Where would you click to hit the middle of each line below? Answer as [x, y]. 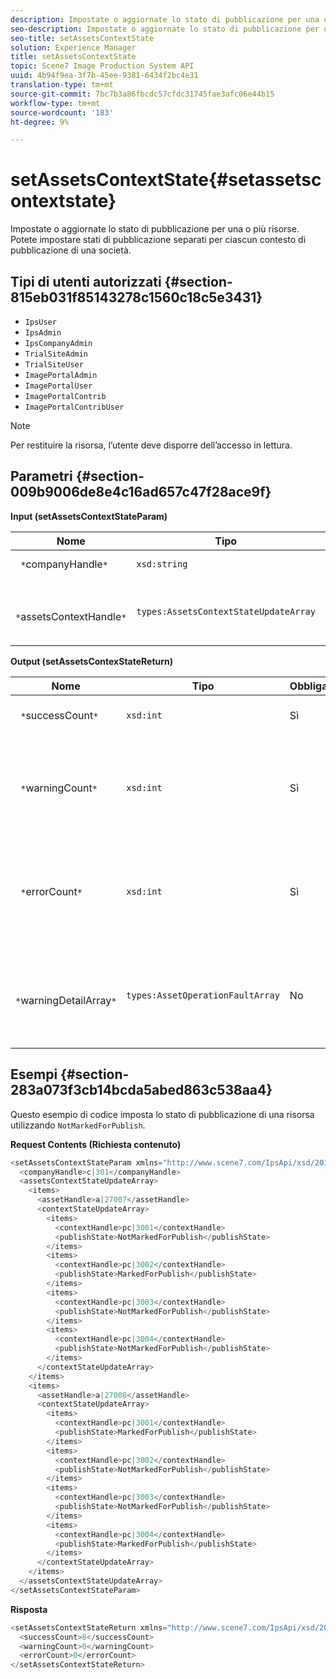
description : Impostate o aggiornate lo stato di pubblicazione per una [165, 19]
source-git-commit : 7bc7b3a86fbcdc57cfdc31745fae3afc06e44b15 [142, 94]
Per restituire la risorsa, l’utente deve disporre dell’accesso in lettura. [151, 445]
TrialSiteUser [54, 365]
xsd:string [162, 564]
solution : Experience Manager [73, 47]
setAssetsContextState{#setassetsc [166, 180]
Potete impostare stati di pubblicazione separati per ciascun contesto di [158, 240]
